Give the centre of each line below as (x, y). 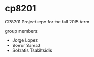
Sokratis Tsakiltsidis (32, 50)
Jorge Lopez (25, 40)
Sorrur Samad (26, 45)
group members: (22, 31)
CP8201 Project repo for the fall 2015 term (47, 22)
